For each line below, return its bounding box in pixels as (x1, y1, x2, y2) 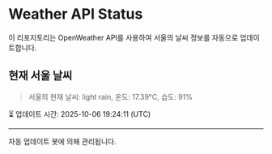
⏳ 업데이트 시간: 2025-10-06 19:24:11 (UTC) (8, 109, 151, 118)
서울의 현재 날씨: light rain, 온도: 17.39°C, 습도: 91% (28, 92, 193, 101)
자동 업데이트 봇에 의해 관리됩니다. (8, 136, 117, 146)
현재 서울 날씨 (8, 69, 73, 83)
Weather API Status (8, 5, 143, 24)
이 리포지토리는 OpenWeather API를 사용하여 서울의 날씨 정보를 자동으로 (8, 32, 239, 42)
